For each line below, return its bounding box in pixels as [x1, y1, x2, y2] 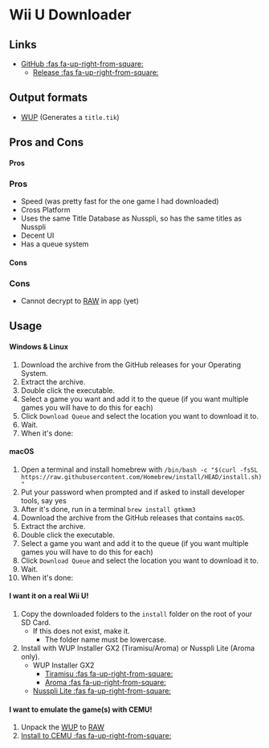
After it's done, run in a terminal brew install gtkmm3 [20, 504, 196, 514]
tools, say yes [20, 495, 67, 505]
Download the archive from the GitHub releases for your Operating [20, 360, 242, 370]
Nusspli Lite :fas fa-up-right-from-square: [32, 686, 172, 696]
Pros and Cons [9, 135, 84, 150]
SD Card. [20, 618, 51, 627]
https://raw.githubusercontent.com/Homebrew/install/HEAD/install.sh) [20, 473, 263, 481]
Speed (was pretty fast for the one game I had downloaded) [20, 196, 219, 206]
